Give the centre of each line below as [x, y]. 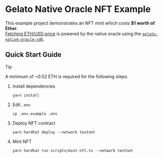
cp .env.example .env [35, 113]
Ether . [12, 28]
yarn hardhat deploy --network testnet [54, 132]
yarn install [26, 95]
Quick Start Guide [33, 55]
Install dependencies [34, 86]
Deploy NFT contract [34, 123]
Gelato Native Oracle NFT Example [78, 9]
